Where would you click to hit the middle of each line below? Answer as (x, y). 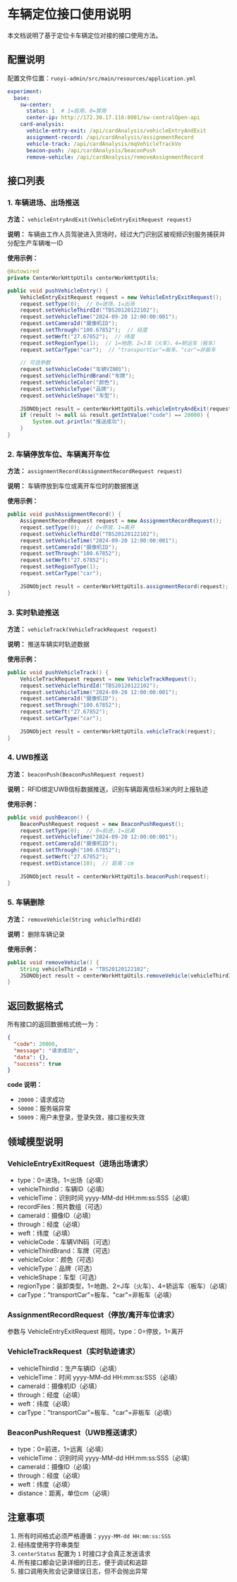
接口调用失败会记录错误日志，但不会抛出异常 (83, 1571)
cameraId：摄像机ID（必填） (59, 1386)
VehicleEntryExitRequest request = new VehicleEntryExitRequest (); (121, 297)
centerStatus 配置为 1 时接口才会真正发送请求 (84, 1553)
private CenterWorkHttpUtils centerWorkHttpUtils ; (83, 278)
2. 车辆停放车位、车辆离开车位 (59, 454)
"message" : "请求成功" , (47, 1051)
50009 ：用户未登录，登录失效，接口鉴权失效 (81, 1117)
